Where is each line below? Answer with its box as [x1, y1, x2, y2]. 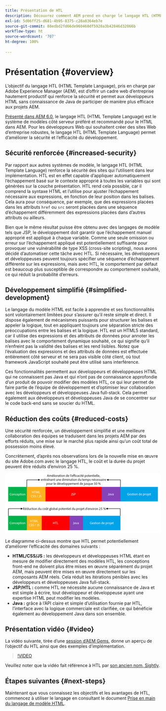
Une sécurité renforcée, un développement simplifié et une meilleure [5, 428, 145, 434]
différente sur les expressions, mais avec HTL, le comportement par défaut [5, 261, 158, 267]
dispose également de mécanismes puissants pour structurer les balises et [5, 317, 158, 323]
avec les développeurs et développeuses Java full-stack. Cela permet [5, 390, 147, 396]
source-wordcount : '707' [5, 34, 56, 39]
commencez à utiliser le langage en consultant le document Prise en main [5, 695, 156, 701]
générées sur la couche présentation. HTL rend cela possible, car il [5, 183, 142, 189]
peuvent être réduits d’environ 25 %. [5, 464, 80, 470]
